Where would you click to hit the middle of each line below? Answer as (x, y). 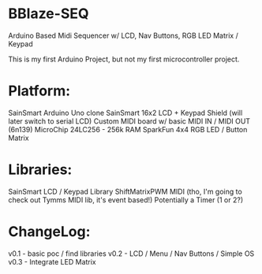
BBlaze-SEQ (49, 14)
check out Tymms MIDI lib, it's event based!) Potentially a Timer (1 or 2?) (125, 200)
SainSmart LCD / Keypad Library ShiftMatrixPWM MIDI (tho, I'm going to (125, 191)
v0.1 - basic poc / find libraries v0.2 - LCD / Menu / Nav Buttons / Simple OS (131, 254)
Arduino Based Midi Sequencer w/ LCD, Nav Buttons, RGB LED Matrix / (123, 35)
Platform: (39, 91)
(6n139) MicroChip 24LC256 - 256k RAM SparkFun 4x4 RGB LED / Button (128, 129)
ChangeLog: (49, 231)
